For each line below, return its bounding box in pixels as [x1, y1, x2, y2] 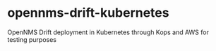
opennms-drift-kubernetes [7, 5, 169, 21]
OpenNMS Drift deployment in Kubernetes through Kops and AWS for [7, 28, 210, 36]
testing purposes [7, 35, 57, 43]
